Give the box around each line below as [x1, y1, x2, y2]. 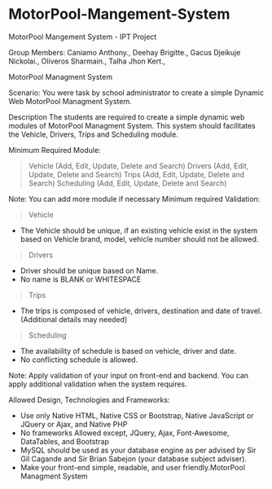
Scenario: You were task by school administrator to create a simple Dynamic [8, 87, 265, 98]
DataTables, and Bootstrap [20, 436, 110, 446]
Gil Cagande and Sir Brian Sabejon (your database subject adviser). [20, 453, 247, 464]
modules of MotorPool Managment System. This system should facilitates [8, 120, 257, 130]
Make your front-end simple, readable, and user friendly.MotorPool [20, 462, 246, 472]
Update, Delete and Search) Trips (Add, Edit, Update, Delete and [28, 169, 245, 179]
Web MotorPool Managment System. [8, 96, 132, 106]
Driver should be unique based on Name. [20, 265, 159, 275]
